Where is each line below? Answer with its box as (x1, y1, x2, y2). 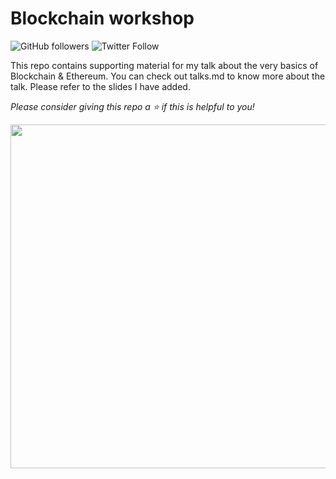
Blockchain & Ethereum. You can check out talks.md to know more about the (10, 70, 326, 82)
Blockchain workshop (10, 7, 195, 30)
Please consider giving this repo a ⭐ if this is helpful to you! (10, 100, 255, 112)
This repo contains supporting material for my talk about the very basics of (10, 59, 319, 71)
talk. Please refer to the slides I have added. (10, 80, 191, 92)
